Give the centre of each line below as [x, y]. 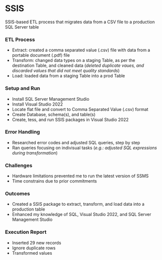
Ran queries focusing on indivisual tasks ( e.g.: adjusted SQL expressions [84, 148]
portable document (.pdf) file [41, 55]
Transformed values [32, 253]
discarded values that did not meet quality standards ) [66, 71]
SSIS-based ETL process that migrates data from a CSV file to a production [80, 22]
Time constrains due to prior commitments [54, 181]
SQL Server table [22, 27]
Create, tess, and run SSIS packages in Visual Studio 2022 [70, 120]
